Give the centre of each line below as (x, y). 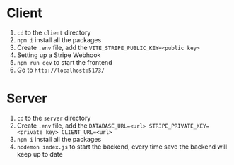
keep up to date (40, 154)
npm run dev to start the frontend (64, 62)
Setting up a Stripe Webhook (59, 55)
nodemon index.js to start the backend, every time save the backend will (122, 147)
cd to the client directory (54, 32)
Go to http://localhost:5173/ (60, 70)
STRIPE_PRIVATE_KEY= (179, 126)
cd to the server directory (54, 118)
